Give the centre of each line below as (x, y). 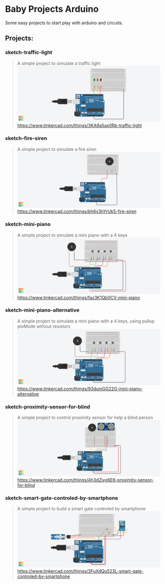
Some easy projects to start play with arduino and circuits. (64, 23)
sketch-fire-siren (26, 138)
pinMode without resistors (44, 326)
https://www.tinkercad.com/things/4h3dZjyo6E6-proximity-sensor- (85, 480)
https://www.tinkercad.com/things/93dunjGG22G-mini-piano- (80, 389)
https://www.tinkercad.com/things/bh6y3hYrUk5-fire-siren (77, 212)
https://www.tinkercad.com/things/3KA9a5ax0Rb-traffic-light (79, 126)
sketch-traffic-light (29, 52)
